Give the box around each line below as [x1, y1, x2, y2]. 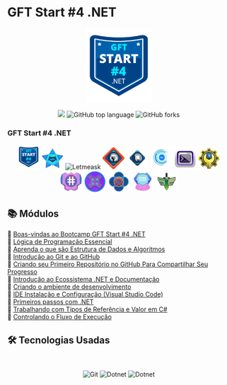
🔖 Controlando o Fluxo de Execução [7, 313, 112, 321]
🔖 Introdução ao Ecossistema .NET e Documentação [7, 275, 161, 284]
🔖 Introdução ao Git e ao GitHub [7, 253, 100, 261]
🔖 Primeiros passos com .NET [7, 298, 94, 306]
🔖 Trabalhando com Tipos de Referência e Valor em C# [7, 305, 168, 314]
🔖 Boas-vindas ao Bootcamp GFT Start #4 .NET [7, 230, 146, 239]
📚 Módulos [7, 207, 59, 219]
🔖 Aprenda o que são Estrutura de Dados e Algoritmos [7, 245, 165, 253]
